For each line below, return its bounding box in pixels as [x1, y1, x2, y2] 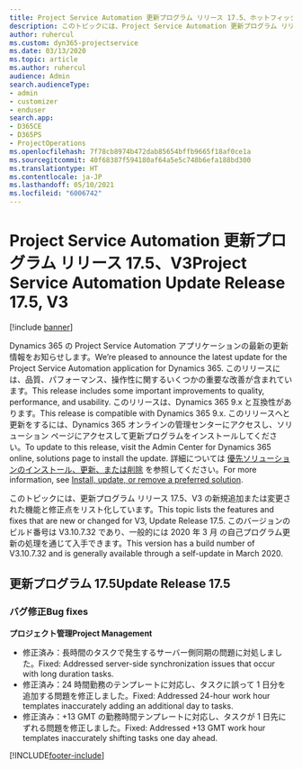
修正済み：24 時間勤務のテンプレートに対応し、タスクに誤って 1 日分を [22, 679, 286, 690]
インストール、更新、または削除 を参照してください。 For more [24, 464, 258, 475]
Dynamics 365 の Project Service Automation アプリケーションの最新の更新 [9, 339, 289, 351]
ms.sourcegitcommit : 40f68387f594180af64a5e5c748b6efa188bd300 [9, 155, 252, 165]
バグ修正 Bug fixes [9, 605, 88, 618]
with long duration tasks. [22, 668, 114, 679]
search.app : [9, 113, 54, 122]
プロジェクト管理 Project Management [9, 628, 153, 638]
